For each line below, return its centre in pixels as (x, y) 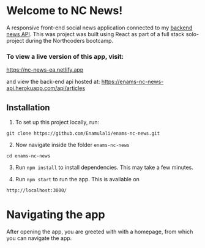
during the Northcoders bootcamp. (69, 40)
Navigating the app (56, 215)
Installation (28, 107)
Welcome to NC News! (65, 11)
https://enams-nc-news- (132, 82)
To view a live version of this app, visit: (65, 56)
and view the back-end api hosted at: (53, 82)
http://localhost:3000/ (37, 190)
